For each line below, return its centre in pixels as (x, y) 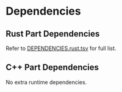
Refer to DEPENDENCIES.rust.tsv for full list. (61, 48)
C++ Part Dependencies (52, 67)
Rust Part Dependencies (53, 34)
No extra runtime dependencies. (46, 82)
